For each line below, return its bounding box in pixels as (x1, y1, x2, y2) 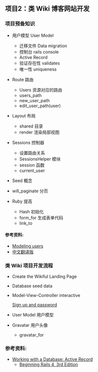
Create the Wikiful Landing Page (12, 274, 77, 279)
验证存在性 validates (19, 60, 60, 66)
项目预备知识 (5, 20, 35, 27)
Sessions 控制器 (12, 139, 45, 145)
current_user (19, 167, 45, 173)
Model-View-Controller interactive (12, 293, 81, 298)
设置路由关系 (19, 150, 45, 156)
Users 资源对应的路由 (19, 87, 63, 93)
